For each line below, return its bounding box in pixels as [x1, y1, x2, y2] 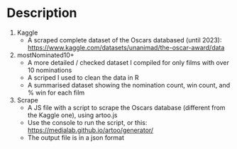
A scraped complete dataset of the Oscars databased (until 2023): [27, 35, 222, 44]
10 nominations [27, 66, 72, 74]
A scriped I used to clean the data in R [27, 73, 139, 82]
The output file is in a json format [27, 133, 125, 142]
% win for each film [27, 88, 85, 97]
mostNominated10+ [16, 51, 75, 59]
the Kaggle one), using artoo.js [27, 111, 118, 119]
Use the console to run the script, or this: [27, 118, 148, 126]
